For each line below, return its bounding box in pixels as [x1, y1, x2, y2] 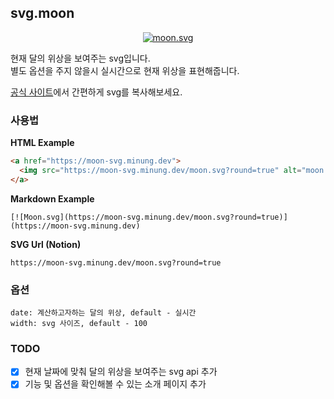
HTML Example [10, 137, 75, 149]
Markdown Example [10, 192, 95, 205]
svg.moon [10, 5, 75, 22]
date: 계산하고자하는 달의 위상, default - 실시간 [10, 308, 197, 318]
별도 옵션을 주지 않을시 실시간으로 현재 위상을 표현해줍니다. [10, 64, 240, 76]
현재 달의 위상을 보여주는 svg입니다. [10, 52, 151, 64]
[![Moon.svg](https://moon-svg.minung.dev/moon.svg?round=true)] [10, 212, 288, 222]
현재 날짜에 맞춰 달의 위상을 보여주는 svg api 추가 [24, 366, 218, 378]
